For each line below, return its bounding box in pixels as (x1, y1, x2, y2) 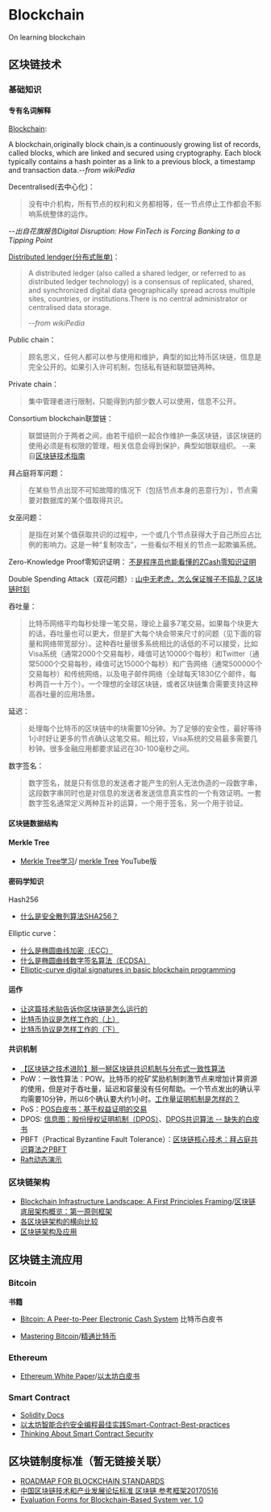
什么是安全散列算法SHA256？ (19, 911, 119, 922)
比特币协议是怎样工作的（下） (19, 1024, 119, 1034)
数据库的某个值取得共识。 (42, 495, 127, 506)
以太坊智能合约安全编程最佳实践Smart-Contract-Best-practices (19, 1420, 231, 1430)
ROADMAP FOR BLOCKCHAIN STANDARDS (19, 1476, 165, 1486)
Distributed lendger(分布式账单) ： (8, 252, 120, 262)
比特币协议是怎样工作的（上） (19, 1014, 119, 1023)
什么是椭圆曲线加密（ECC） (19, 946, 113, 955)
